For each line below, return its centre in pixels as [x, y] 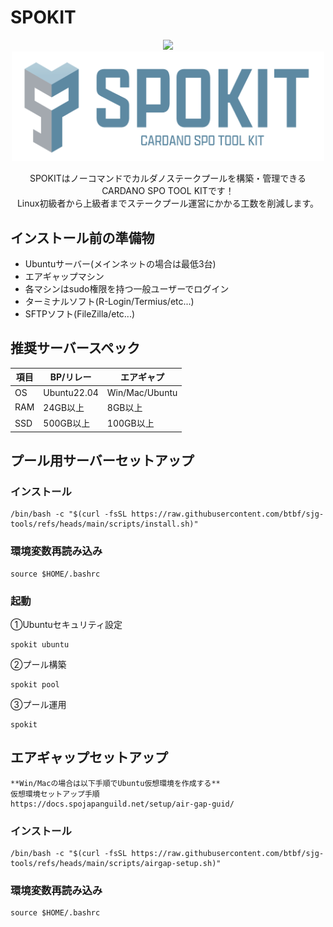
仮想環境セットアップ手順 [55, 794]
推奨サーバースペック [75, 348]
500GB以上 [67, 423]
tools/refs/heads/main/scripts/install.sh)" [104, 524]
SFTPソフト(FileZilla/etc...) [80, 314]
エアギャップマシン [64, 277]
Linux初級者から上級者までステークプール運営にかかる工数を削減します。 [168, 203]
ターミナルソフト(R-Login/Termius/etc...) [109, 302]
